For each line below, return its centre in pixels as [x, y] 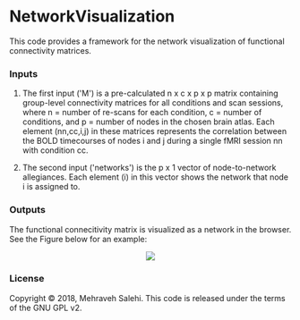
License [27, 279]
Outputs [28, 210]
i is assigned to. [51, 187]
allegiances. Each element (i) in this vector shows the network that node [155, 177]
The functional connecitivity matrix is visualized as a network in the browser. [150, 229]
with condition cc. [55, 150]
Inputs [24, 73]
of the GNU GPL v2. [46, 307]
